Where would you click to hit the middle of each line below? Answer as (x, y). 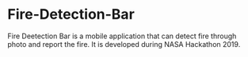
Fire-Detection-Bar (71, 14)
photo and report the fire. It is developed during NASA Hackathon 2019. (124, 44)
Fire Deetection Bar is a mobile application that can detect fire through (122, 36)
